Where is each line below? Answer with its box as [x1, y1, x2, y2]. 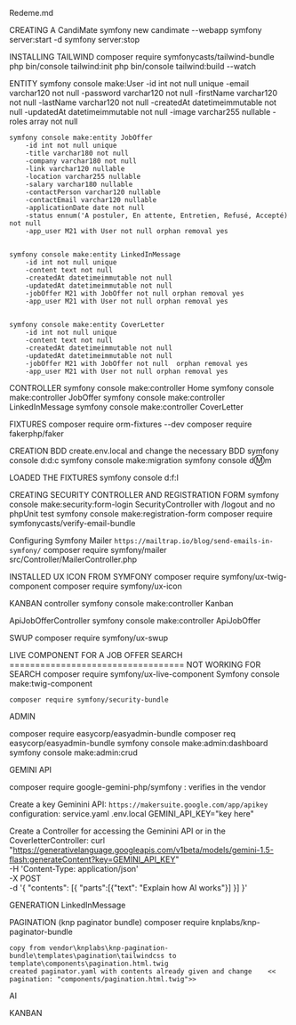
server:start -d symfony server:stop [9, 35, 140, 45]
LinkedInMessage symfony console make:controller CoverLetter [9, 402, 244, 412]
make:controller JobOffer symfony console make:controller [9, 392, 226, 403]
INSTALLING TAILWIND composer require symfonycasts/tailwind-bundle [9, 52, 275, 61]
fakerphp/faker [9, 428, 64, 439]
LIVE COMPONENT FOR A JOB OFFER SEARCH [9, 650, 183, 660]
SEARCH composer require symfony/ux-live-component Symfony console [9, 669, 280, 679]
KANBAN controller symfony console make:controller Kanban [9, 598, 234, 608]
